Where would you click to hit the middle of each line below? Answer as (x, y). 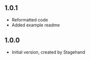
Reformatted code (30, 20)
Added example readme (36, 25)
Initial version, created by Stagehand (48, 52)
